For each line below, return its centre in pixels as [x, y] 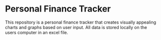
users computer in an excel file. [37, 32]
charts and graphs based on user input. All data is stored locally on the [76, 27]
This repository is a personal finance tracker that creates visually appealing [81, 22]
